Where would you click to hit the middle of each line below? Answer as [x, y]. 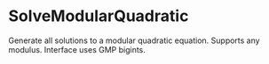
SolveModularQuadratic [99, 16]
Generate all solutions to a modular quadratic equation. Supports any [134, 40]
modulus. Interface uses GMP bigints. [77, 49]
